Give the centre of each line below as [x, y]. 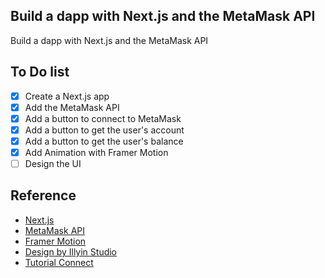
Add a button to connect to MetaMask [103, 118]
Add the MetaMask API [72, 107]
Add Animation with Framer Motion [96, 152]
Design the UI [53, 163]
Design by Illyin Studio [71, 251]
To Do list [40, 72]
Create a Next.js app [67, 96]
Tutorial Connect [59, 262]
